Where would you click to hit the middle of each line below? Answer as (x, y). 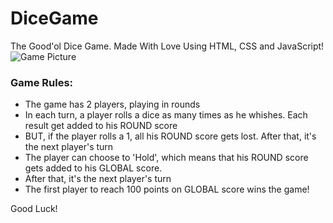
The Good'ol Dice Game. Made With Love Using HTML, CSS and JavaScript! (167, 46)
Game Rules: (42, 82)
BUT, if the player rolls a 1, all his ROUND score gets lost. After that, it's (170, 136)
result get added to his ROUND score (101, 126)
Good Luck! (34, 209)
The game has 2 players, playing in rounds (112, 104)
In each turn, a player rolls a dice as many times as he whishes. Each (166, 115)
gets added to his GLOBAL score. (93, 168)
